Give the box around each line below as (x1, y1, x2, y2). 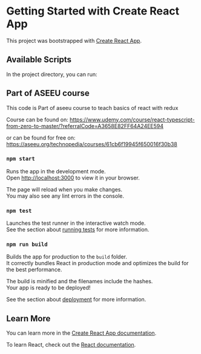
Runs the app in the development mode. (6, 167, 106, 175)
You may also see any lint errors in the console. (6, 192, 124, 199)
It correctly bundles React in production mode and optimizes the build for (6, 260, 189, 267)
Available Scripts (6, 54, 71, 65)
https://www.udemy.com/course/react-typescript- (69, 116, 195, 123)
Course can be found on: (6, 116, 68, 123)
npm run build (6, 241, 48, 248)
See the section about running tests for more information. (6, 226, 150, 233)
